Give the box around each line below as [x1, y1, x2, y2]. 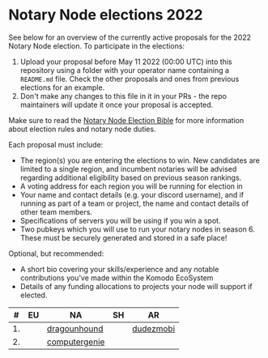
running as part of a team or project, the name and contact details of [19, 198, 249, 208]
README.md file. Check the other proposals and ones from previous [19, 74, 240, 83]
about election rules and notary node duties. [8, 124, 156, 134]
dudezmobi [132, 322, 176, 334]
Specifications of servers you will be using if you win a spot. [19, 215, 221, 225]
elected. [19, 290, 48, 300]
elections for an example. [19, 83, 105, 92]
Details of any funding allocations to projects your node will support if [19, 281, 253, 291]
